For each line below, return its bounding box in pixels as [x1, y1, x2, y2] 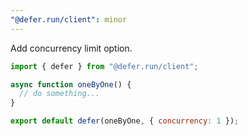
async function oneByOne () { [10, 79, 132, 90]
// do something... [19, 89, 101, 99]
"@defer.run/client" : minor [10, 14, 128, 25]
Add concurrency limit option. [10, 42, 133, 54]
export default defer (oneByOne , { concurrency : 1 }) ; [10, 116, 240, 126]
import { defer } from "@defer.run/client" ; [10, 61, 199, 71]
